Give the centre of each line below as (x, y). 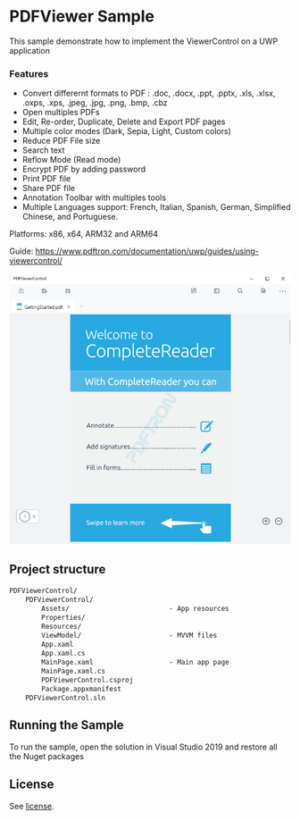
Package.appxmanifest (82, 690)
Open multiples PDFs (61, 113)
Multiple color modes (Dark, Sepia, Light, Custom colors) (127, 131)
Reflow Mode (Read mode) (71, 160)
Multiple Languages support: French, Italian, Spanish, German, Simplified (156, 207)
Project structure (58, 569)
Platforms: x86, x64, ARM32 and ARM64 (84, 234)
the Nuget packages (47, 756)
